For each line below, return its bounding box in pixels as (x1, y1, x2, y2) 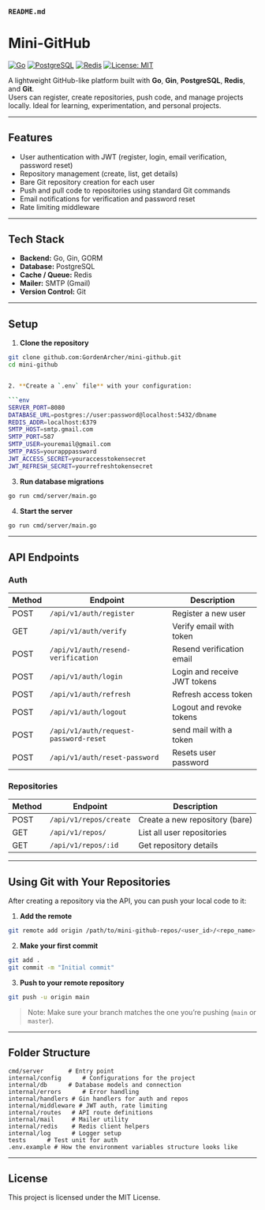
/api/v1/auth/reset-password (50, 753, 159, 762)
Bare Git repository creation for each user (19, 177, 155, 186)
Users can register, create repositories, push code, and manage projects (8, 92, 244, 102)
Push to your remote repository (19, 978, 125, 987)
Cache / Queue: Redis (19, 270, 92, 279)
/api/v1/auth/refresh (50, 690, 131, 699)
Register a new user (172, 608, 246, 619)
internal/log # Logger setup (8, 1129, 122, 1137)
